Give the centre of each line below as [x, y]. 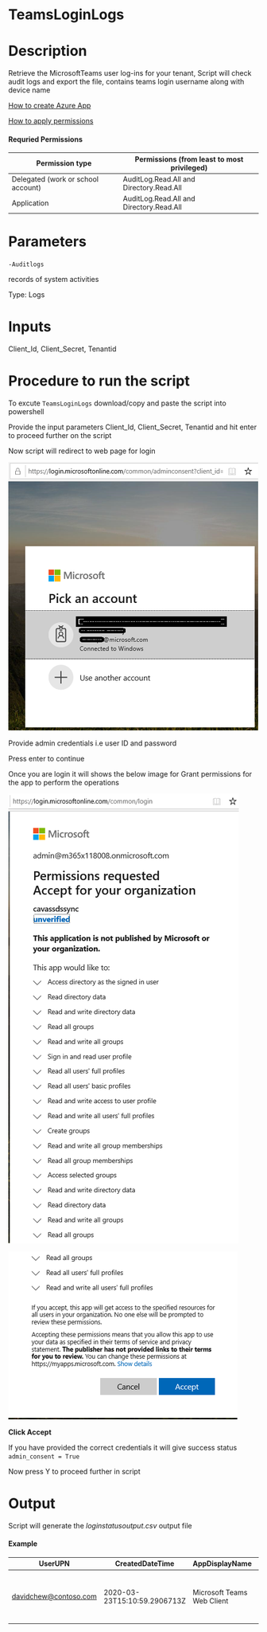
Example [23, 1544]
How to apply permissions [51, 121]
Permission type [64, 163]
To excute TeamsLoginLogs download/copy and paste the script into [117, 403]
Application [30, 203]
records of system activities [54, 279]
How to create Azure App [50, 106]
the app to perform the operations [64, 782]
